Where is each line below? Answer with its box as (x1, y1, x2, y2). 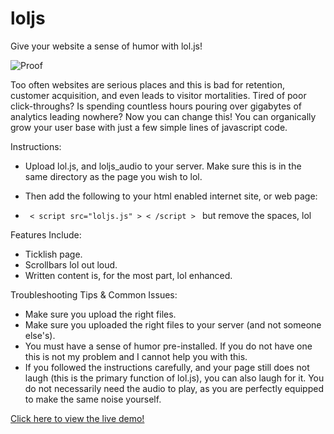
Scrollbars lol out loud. (24, 258, 118, 271)
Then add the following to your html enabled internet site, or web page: (24, 190, 318, 202)
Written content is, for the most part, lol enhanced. (24, 269, 233, 281)
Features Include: (10, 228, 82, 241)
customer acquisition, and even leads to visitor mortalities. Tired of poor (10, 89, 307, 101)
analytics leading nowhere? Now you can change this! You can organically (10, 110, 317, 122)
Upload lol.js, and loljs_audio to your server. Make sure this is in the (24, 160, 302, 172)
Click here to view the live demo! (10, 412, 145, 424)
